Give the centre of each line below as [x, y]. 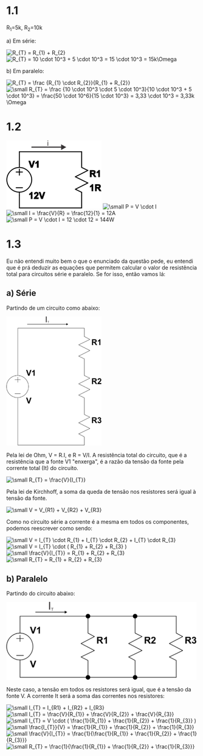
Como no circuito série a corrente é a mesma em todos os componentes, [98, 522]
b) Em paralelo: [25, 71]
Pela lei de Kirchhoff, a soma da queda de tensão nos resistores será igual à [101, 492]
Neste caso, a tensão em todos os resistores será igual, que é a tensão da [99, 689]
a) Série [21, 293]
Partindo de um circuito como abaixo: [53, 308]
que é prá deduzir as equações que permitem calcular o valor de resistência [102, 267]
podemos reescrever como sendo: [50, 529]
